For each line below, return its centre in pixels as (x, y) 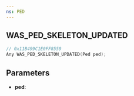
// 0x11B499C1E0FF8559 (34, 49)
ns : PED (16, 11)
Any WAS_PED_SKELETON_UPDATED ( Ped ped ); (56, 54)
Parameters (28, 73)
